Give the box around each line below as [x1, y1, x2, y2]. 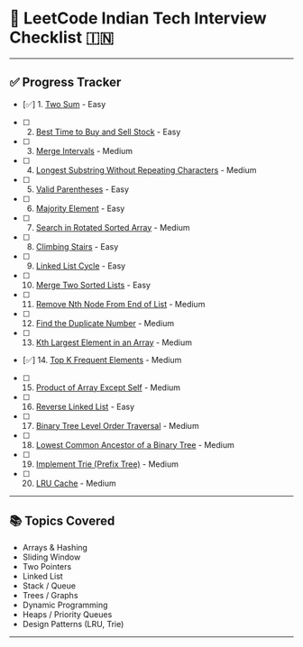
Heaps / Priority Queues [22, 608, 113, 620]
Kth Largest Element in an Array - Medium [35, 337, 192, 348]
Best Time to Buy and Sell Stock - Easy [35, 126, 181, 137]
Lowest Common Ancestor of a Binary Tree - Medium [35, 439, 234, 450]
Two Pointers [22, 560, 72, 571]
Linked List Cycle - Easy [35, 260, 126, 271]
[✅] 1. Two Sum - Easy [22, 98, 106, 109]
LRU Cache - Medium [35, 478, 117, 488]
